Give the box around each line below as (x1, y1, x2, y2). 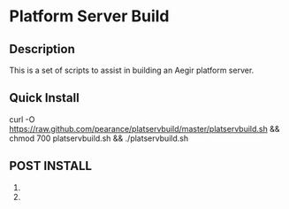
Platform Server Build (9, 6, 170, 27)
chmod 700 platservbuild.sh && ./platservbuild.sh (9, 133, 189, 143)
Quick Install (9, 90, 80, 105)
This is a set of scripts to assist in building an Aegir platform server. (9, 65, 255, 75)
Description (9, 42, 75, 57)
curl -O (9, 113, 35, 125)
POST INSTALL (9, 159, 93, 174)
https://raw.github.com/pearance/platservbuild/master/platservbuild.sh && (9, 123, 280, 134)
